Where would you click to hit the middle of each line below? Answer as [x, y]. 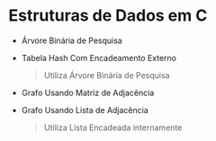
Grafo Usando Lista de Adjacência [85, 110]
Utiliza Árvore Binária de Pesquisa [107, 75]
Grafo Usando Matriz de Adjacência [88, 93]
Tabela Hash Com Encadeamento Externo [99, 57]
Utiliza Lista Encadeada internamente [113, 128]
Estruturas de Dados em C [108, 16]
